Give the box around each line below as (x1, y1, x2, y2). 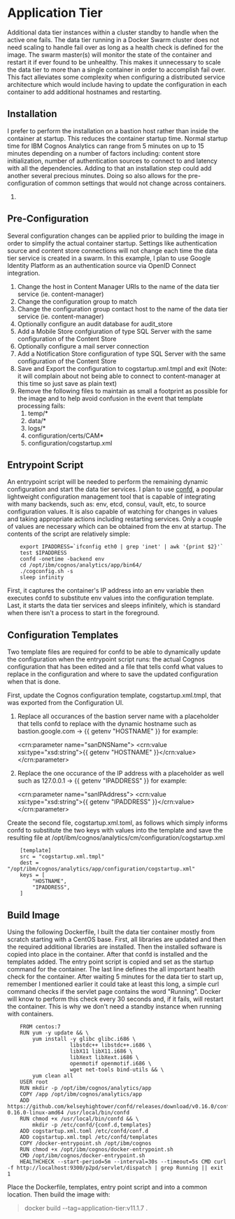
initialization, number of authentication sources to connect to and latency (7, 156, 218, 165)
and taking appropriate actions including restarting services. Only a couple (7, 515, 222, 523)
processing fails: (17, 401, 65, 410)
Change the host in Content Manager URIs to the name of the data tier (17, 282, 220, 290)
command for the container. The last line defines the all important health (7, 965, 215, 973)
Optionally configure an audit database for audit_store (17, 319, 173, 328)
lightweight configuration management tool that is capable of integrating (7, 492, 216, 501)
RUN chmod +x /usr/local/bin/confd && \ (20, 1115, 139, 1122)
